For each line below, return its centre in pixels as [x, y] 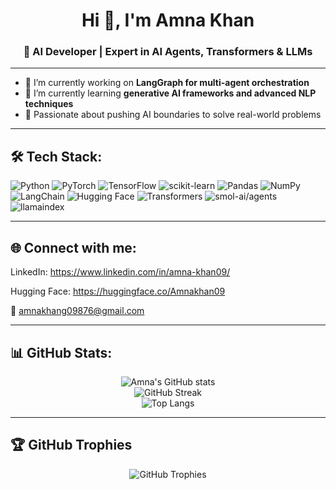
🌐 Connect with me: [73, 247]
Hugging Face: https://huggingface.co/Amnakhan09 [118, 291]
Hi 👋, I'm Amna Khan [168, 20]
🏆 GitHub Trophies [71, 445]
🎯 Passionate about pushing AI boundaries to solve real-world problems [173, 115]
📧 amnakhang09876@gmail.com [77, 311]
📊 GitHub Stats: [61, 352]
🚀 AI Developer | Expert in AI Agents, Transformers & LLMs [168, 52]
